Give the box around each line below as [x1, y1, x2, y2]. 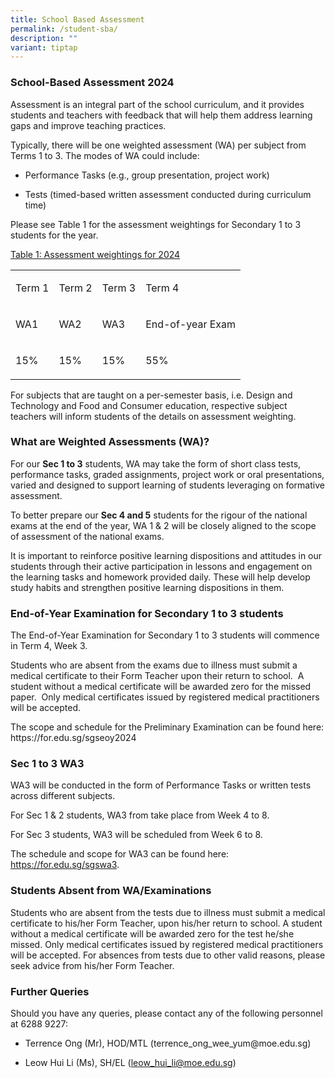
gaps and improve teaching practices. [10, 119, 167, 131]
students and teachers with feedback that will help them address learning [10, 109, 313, 121]
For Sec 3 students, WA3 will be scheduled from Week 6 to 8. [10, 829, 263, 841]
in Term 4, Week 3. [10, 640, 88, 652]
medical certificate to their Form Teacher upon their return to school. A [10, 670, 305, 682]
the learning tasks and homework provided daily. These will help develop [10, 571, 311, 583]
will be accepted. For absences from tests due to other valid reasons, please [10, 949, 326, 961]
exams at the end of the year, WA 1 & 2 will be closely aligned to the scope [10, 519, 317, 531]
